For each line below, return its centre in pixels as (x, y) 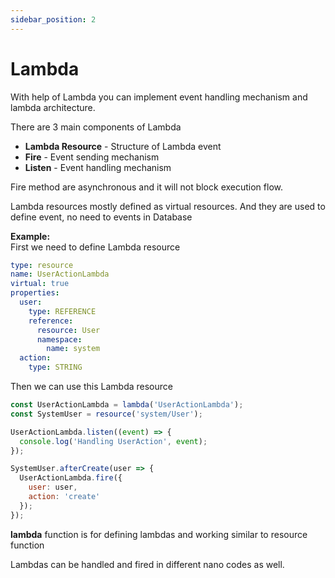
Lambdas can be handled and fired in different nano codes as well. (147, 564)
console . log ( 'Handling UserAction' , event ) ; (113, 441)
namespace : (59, 339)
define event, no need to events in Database (101, 217)
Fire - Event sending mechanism (92, 157)
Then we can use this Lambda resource (91, 387)
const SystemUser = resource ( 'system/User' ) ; (106, 414)
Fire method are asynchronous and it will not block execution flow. (146, 187)
